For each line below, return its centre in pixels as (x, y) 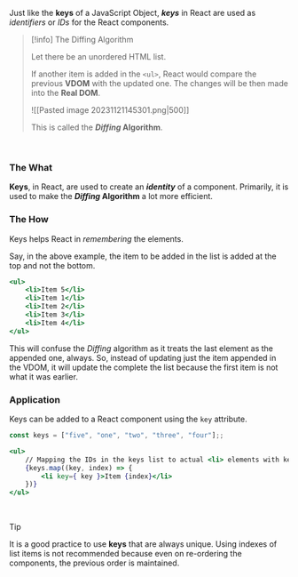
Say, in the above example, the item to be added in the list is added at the (143, 256)
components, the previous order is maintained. (94, 563)
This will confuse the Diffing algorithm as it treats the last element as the (141, 348)
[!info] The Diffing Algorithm (82, 40)
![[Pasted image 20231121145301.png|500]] (110, 110)
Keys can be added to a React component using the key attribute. (128, 419)
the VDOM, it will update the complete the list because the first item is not (144, 367)
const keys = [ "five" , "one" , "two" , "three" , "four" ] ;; (117, 436)
